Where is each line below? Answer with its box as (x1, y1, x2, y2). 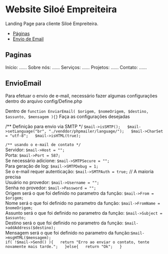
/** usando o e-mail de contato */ (5, 142, 81, 147)
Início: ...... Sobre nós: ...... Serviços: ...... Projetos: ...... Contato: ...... (5, 64, 147, 70)
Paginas (5, 51, 32, 59)
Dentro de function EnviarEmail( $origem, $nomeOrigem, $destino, (5, 108, 149, 114)
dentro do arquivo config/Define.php (5, 98, 83, 104)
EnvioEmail (5, 79, 42, 88)
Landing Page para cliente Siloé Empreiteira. (5, 20, 99, 27)
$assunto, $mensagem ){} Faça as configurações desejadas (5, 113, 130, 120)
